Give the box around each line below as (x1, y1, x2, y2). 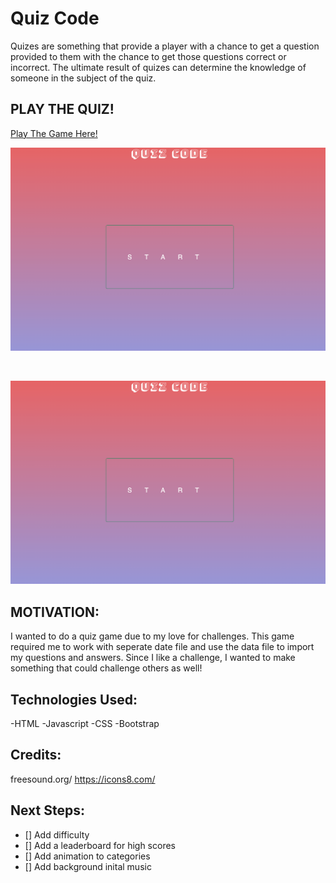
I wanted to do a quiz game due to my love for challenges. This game (10, 630, 295, 642)
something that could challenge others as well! (10, 662, 203, 674)
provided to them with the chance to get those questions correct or (10, 50, 287, 62)
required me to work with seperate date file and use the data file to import (10, 641, 315, 653)
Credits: (10, 747, 62, 764)
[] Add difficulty (24, 828, 90, 841)
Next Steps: (10, 802, 85, 819)
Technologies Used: (10, 691, 138, 708)
